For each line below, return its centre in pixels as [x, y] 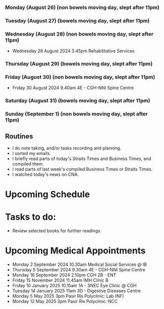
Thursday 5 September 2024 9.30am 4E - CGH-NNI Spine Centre [79, 270]
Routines [19, 136]
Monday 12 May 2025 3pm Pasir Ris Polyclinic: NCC [65, 302]
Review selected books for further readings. [57, 231]
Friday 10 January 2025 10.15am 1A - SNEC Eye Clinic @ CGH [74, 286]
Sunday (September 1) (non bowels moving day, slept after [77, 114]
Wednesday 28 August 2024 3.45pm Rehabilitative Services [73, 51]
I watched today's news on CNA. [45, 174]
